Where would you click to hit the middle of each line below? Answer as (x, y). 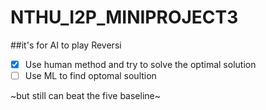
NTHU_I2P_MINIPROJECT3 (124, 17)
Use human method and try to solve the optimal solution (140, 64)
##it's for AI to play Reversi (66, 45)
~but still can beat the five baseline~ (85, 96)
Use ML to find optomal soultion (90, 75)
